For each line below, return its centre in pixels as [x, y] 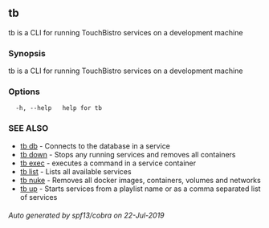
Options [24, 92]
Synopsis [27, 53]
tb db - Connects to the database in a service [95, 146]
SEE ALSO [29, 128]
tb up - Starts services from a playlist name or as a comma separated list [140, 189]
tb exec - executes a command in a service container [108, 163]
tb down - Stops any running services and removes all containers [128, 154]
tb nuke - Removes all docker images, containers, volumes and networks [140, 180]
